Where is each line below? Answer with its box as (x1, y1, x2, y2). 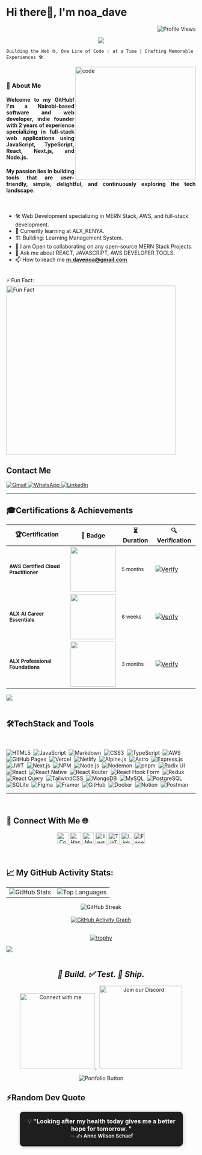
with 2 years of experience (6, 122, 75, 129)
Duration (123, 536, 148, 545)
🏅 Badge (81, 531, 106, 539)
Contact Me (6, 466, 51, 476)
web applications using (6, 135, 75, 142)
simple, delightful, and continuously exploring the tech (32, 181, 196, 188)
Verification (156, 536, 191, 545)
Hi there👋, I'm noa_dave (6, 5, 127, 19)
